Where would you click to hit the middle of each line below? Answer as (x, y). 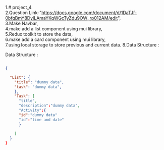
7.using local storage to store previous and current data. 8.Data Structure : (82, 45)
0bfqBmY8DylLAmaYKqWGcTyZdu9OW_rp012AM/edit (62, 18)
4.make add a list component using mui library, (54, 29)
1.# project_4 (18, 7)
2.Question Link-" (23, 13)
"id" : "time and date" (41, 120)
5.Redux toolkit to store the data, (39, 34)
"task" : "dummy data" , (38, 87)
